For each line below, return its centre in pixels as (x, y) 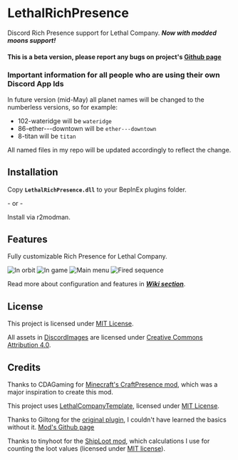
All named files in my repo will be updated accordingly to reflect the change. (119, 150)
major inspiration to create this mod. (61, 392)
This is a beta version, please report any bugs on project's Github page (115, 57)
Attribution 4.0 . (29, 345)
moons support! (32, 40)
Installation (33, 172)
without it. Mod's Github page (51, 427)
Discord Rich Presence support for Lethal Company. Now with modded (112, 33)
